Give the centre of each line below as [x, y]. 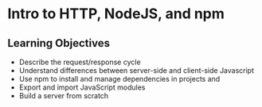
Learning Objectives [59, 43]
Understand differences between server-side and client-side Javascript [137, 71]
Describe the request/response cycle [80, 62]
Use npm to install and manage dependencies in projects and [119, 79]
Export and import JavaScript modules [82, 87]
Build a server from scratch [64, 96]
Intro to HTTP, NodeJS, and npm [116, 14]
